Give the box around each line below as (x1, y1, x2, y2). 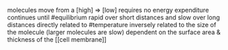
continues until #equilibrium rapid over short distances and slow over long (7, 13, 220, 22)
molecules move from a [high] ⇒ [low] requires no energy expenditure (7, 6, 209, 14)
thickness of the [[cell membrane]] (7, 35, 107, 44)
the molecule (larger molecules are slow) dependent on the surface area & (7, 28, 221, 36)
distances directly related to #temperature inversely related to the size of (7, 21, 217, 28)
